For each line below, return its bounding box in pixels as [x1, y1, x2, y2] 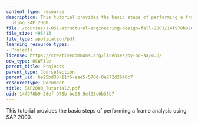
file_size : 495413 [6, 31, 51, 37]
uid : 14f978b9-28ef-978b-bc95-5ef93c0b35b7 [6, 91, 115, 97]
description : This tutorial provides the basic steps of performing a [6, 14, 183, 20]
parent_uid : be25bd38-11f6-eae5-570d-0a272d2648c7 [6, 74, 133, 80]
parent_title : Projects [6, 63, 65, 70]
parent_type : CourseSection [6, 69, 75, 75]
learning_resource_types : [6, 42, 70, 48]
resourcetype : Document [6, 80, 65, 86]
